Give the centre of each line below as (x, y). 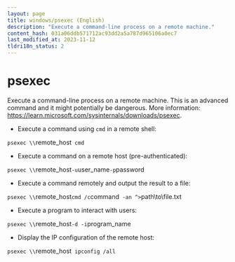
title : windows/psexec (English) (56, 20)
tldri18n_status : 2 (36, 46)
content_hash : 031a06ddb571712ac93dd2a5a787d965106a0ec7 (92, 33)
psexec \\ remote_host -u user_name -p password (76, 170)
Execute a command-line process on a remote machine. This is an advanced (118, 100)
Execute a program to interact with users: (77, 210)
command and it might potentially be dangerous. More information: (104, 108)
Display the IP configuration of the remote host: (86, 237)
